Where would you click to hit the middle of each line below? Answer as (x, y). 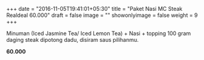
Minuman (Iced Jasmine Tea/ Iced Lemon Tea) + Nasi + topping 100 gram (99, 33)
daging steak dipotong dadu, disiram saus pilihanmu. (72, 40)
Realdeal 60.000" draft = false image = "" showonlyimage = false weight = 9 (102, 15)
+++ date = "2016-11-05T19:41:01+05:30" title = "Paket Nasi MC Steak (94, 9)
